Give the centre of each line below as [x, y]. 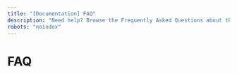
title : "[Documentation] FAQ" [52, 14]
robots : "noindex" [34, 27]
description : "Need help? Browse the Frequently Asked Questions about [115, 20]
